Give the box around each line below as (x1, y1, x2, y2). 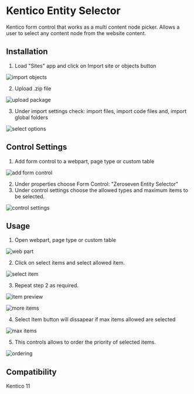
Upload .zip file (14, 85, 52, 92)
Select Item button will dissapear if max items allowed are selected (14, 316, 176, 323)
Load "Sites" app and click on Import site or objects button (14, 62, 156, 69)
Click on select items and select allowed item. (14, 259, 125, 266)
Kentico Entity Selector (6, 4, 121, 18)
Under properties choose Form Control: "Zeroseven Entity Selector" (14, 180, 179, 187)
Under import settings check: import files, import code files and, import (14, 107, 187, 115)
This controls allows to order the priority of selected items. (14, 338, 156, 346)
